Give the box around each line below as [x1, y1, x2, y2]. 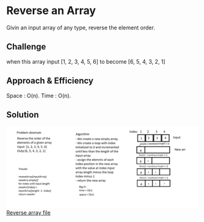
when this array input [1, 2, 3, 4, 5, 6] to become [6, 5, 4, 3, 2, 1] [6, 57, 166, 65]
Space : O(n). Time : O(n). [6, 92, 71, 99]
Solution [6, 109, 39, 120]
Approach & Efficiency [6, 76, 93, 86]
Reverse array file [6, 209, 51, 216]
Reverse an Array [6, 4, 97, 18]
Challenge [6, 42, 46, 52]
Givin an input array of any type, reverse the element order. [6, 24, 156, 31]
